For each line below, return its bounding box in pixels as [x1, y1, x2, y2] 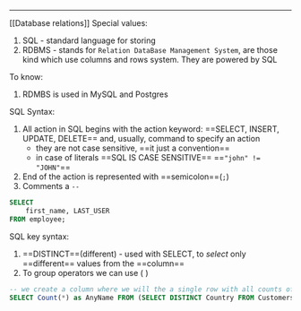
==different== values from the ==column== [21, 257, 185, 269]
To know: [9, 72, 43, 82]
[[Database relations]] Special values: [9, 18, 148, 28]
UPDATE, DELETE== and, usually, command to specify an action [21, 134, 261, 143]
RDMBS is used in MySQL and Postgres [21, 89, 168, 99]
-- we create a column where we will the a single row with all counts [9, 284, 282, 294]
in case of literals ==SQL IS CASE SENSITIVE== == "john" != [35, 152, 262, 162]
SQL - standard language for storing [21, 35, 157, 46]
